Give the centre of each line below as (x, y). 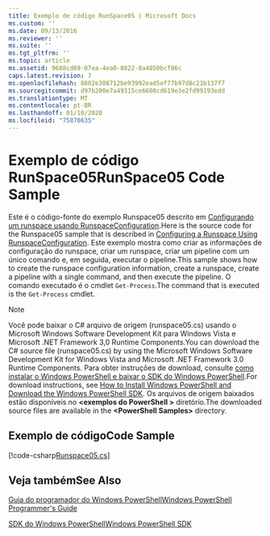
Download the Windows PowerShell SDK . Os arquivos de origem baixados (131, 393)
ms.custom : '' (32, 23)
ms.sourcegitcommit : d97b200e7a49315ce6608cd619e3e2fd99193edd (117, 91)
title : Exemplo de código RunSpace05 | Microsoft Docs (102, 16)
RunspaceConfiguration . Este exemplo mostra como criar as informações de (135, 242)
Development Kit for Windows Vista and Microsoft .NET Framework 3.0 (126, 359)
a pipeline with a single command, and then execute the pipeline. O (120, 276)
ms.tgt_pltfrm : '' (39, 53)
